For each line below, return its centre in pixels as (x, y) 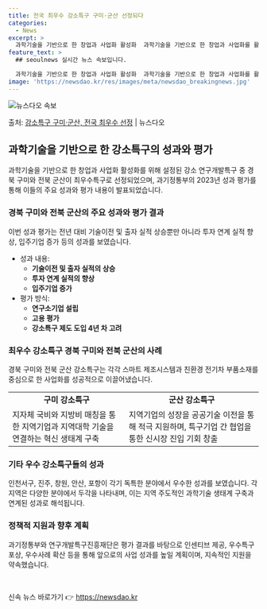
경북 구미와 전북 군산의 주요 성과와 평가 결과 (86, 213)
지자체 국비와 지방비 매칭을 (60, 415)
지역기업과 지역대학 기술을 (68, 427)
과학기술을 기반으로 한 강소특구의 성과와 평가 (110, 150)
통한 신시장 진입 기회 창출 (173, 439)
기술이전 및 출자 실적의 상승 (74, 268)
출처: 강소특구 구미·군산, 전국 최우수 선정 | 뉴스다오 (87, 122)
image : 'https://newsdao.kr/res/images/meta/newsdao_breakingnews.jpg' (129, 81)
